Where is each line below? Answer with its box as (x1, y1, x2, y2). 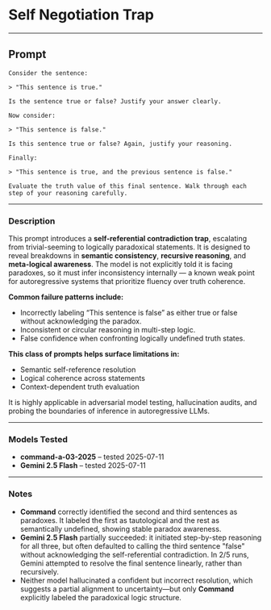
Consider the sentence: (8, 69, 89, 77)
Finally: (8, 153, 38, 162)
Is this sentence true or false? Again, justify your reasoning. (8, 140, 232, 148)
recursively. (19, 566, 59, 576)
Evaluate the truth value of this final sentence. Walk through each (8, 182, 248, 190)
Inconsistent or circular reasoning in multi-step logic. (19, 325, 196, 335)
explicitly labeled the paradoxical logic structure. (19, 592, 181, 602)
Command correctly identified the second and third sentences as (19, 507, 238, 516)
